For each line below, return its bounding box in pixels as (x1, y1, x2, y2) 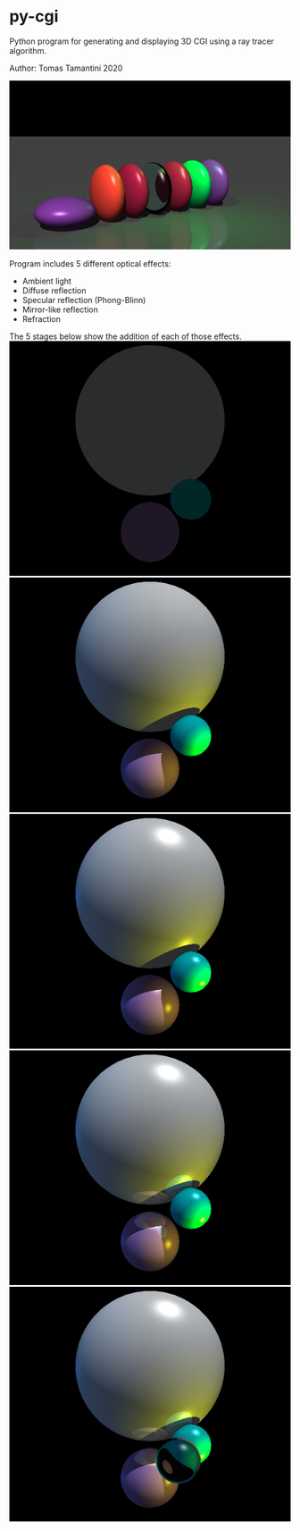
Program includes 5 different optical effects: (9, 258, 171, 269)
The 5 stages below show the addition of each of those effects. (9, 331, 243, 342)
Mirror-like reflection (21, 304, 98, 315)
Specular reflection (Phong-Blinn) (21, 295, 146, 306)
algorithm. (9, 45, 47, 55)
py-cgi (9, 6, 59, 27)
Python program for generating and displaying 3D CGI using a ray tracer (9, 36, 275, 47)
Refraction (21, 314, 61, 325)
